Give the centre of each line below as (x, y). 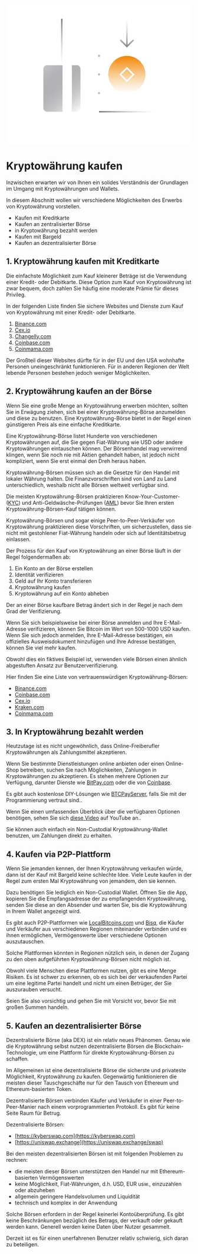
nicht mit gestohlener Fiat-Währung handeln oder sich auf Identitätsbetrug (96, 533)
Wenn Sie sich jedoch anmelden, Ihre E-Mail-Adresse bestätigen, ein (89, 635)
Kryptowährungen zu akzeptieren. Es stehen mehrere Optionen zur (88, 776)
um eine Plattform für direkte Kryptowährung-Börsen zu (107, 1052)
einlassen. (19, 539)
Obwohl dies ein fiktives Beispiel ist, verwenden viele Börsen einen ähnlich (97, 659)
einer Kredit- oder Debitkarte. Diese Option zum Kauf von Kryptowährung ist (99, 282)
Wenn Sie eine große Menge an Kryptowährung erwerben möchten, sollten (97, 406)
